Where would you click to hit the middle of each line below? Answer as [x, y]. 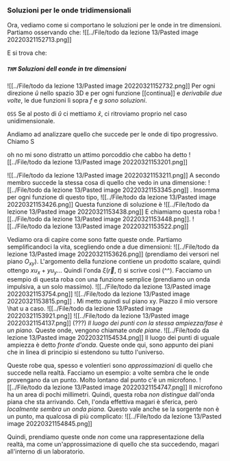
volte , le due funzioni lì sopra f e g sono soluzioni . [77, 101]
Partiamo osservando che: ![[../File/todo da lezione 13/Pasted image [103, 32]
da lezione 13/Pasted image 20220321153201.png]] [116, 162]
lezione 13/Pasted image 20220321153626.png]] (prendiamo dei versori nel [113, 254]
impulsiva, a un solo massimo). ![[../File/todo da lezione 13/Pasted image [109, 286]
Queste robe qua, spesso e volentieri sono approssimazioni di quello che [110, 365]
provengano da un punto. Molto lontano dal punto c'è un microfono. [103, 379]
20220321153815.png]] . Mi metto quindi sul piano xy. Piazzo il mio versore [112, 301]
